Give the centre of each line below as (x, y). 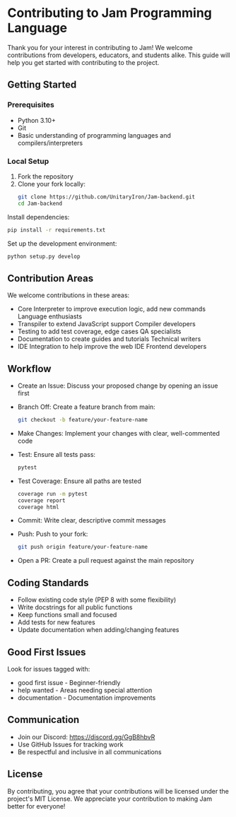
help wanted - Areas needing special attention (85, 690)
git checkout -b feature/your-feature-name (83, 420)
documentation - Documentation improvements (87, 698)
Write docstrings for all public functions (75, 607)
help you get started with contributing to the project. (83, 62)
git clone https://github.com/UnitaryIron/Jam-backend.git (106, 197)
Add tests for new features (56, 622)
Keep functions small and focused (67, 615)
